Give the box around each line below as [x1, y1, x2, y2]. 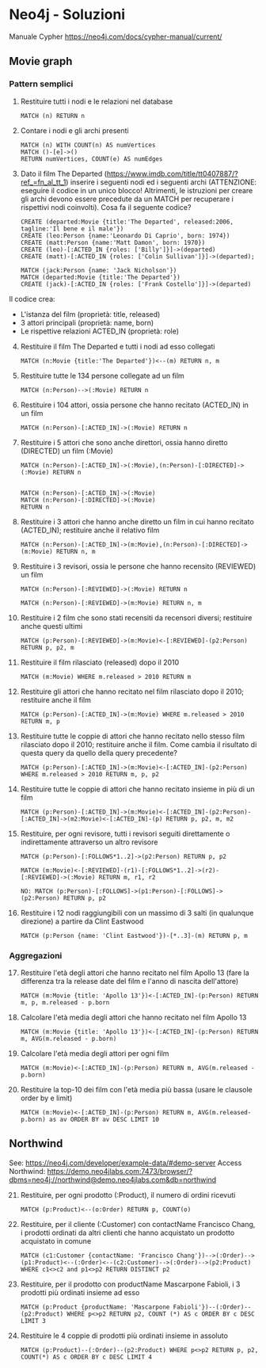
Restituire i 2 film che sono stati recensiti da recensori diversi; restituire [20, 612, 253, 623]
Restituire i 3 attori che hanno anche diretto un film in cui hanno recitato [20, 516, 254, 526]
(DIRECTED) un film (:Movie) [20, 446, 114, 455]
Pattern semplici [9, 78, 74, 90]
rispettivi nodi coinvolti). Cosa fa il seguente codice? [20, 202, 192, 211]
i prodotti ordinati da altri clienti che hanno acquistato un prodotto [20, 1228, 235, 1237]
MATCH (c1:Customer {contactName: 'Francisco [20, 1252, 173, 1259]
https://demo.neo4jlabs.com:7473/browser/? [47, 1166, 193, 1176]
